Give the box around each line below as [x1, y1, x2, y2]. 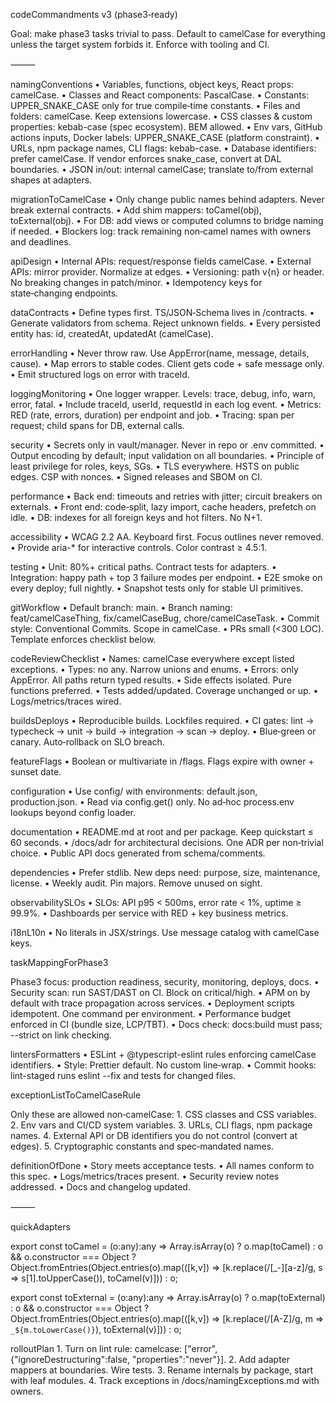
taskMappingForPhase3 [10, 957, 109, 968]
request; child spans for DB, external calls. [10, 420, 185, 431]
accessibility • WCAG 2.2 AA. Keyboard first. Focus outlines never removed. [10, 531, 324, 543]
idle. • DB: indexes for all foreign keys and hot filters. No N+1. [10, 512, 263, 523]
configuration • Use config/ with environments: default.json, [10, 785, 258, 797]
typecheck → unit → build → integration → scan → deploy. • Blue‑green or [10, 725, 317, 737]
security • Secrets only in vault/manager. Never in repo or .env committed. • [10, 439, 325, 451]
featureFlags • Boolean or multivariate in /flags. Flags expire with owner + [10, 755, 315, 767]
